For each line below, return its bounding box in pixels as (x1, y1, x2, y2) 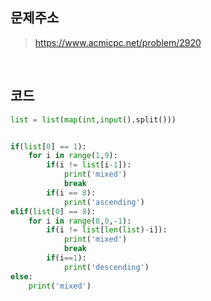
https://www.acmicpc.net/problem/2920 (34, 36, 202, 48)
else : (10, 271, 33, 282)
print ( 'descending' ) (63, 262, 150, 272)
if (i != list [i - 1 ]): (46, 160, 132, 170)
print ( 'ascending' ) (63, 197, 145, 207)
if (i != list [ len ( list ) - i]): (46, 225, 168, 235)
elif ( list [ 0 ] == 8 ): (10, 206, 97, 217)
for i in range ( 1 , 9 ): (28, 151, 118, 161)
